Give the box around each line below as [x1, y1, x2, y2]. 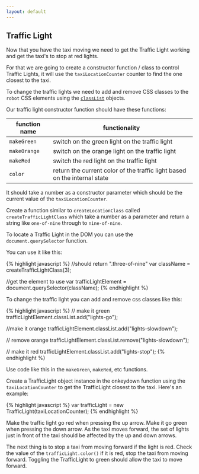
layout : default [6, 8, 46, 15]
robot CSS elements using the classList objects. [6, 94, 126, 101]
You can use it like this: [6, 249, 62, 256]
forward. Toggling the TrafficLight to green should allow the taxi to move [6, 456, 182, 463]
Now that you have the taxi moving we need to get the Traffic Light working [6, 46, 190, 53]
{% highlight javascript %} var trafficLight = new [6, 402, 124, 409]
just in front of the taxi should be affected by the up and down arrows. [6, 432, 177, 439]
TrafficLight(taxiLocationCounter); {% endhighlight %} [6, 408, 139, 415]
